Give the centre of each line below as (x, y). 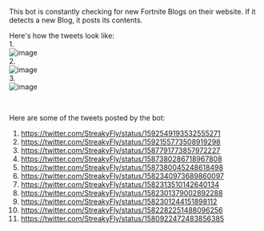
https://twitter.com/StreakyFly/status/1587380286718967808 (121, 159)
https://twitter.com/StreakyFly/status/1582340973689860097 (122, 176)
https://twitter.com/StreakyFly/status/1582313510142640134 (120, 184)
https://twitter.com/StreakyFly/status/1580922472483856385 (122, 219)
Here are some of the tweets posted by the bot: (87, 118)
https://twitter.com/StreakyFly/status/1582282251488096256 (122, 210)
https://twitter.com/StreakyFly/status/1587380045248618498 (122, 167)
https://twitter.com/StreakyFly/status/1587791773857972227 (120, 150)
